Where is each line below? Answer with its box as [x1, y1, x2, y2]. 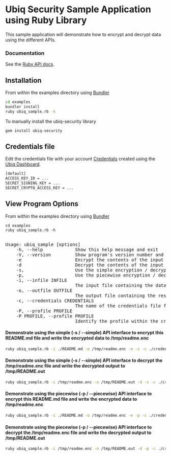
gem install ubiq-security [5, 128, 63, 133]
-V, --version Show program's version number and [16, 252, 164, 258]
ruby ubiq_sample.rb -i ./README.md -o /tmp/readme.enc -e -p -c [5, 413, 147, 418]
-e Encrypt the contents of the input [16, 257, 164, 263]
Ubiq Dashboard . [5, 161, 41, 167]
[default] [5, 171, 26, 176]
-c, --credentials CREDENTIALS [16, 298, 94, 304]
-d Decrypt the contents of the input [16, 262, 164, 268]
